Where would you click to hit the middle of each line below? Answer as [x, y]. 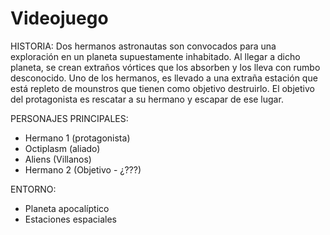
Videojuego [59, 18]
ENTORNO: [33, 189]
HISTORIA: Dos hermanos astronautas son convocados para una [143, 46]
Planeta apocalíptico [67, 208]
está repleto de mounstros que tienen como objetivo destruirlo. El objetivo [162, 88]
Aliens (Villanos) [58, 159]
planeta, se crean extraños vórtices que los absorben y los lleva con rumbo [165, 67]
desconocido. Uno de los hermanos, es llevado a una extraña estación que [164, 78]
